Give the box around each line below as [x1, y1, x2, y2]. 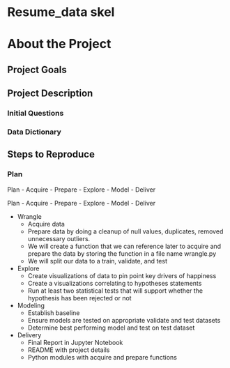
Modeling [17, 301, 45, 309]
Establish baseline [27, 308, 80, 317]
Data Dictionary [7, 127, 61, 137]
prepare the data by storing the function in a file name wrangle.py [27, 249, 217, 258]
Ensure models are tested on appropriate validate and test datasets [27, 316, 221, 324]
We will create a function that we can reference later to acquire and [27, 242, 222, 250]
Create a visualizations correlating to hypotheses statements [27, 279, 202, 287]
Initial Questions [7, 109, 64, 118]
